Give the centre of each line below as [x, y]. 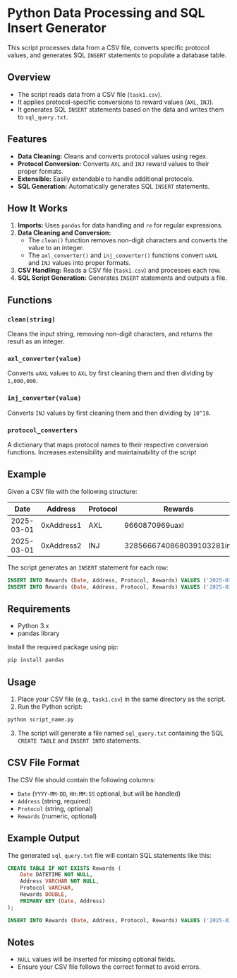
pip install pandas [36, 660]
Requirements [39, 609]
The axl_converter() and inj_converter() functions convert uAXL [123, 255]
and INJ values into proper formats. [79, 263]
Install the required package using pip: [63, 647]
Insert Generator [57, 28]
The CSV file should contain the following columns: [82, 779]
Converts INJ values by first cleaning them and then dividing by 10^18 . [109, 413]
